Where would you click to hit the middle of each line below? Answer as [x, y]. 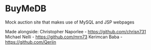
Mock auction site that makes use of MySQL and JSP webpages [70, 22]
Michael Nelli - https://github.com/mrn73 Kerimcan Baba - [64, 37]
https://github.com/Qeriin [31, 42]
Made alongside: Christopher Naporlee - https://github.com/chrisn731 [75, 31]
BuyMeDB [26, 9]
